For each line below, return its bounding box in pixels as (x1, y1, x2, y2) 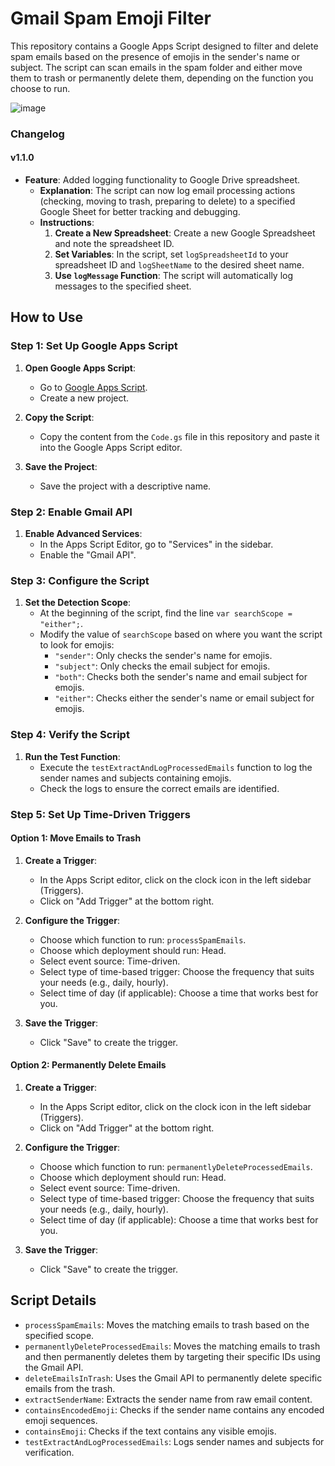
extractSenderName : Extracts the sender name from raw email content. (24, 1393, 313, 1405)
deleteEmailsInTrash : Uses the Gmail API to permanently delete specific (24, 1372, 323, 1384)
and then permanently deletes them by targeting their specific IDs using (24, 1350, 321, 1362)
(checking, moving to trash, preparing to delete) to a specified (39, 195, 296, 207)
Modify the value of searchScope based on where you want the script (39, 628, 323, 641)
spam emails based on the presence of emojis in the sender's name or (10, 50, 300, 62)
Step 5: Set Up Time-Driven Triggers (10, 807, 191, 821)
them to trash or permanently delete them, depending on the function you (10, 72, 314, 84)
